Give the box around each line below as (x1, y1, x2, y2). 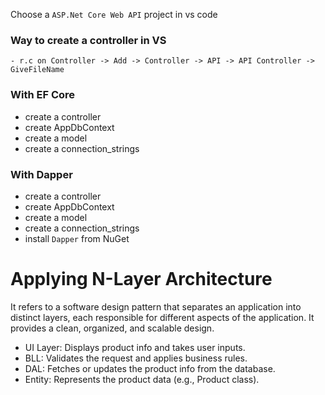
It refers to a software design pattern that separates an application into (10, 300, 302, 313)
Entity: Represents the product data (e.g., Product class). (24, 373, 260, 385)
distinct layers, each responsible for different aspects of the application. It (10, 311, 315, 323)
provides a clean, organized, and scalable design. (10, 322, 215, 334)
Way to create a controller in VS (10, 33, 167, 47)
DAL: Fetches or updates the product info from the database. (24, 362, 276, 374)
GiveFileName (10, 65, 65, 75)
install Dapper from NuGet (24, 232, 130, 244)
